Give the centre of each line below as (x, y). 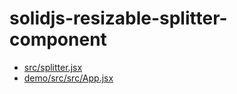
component (58, 39)
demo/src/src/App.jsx (68, 78)
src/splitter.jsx (53, 67)
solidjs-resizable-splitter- (118, 18)
